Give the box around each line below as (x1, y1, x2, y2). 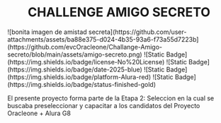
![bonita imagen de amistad (7, 28, 87, 36)
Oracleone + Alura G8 (7, 109, 71, 117)
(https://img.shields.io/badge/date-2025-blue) (7, 65, 143, 74)
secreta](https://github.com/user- (88, 28, 187, 36)
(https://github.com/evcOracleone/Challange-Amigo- (7, 42, 163, 51)
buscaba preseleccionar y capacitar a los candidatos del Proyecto (7, 101, 200, 110)
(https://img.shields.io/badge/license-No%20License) (7, 57, 165, 66)
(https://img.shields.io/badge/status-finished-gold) (7, 80, 156, 88)
